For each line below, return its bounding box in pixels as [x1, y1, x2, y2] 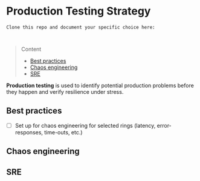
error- [156, 122, 172, 129]
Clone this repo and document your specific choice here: [6, 24, 155, 30]
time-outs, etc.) [44, 128, 83, 136]
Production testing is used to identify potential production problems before [6, 82, 195, 89]
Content [21, 45, 42, 53]
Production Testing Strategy [6, 4, 151, 18]
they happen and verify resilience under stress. [6, 88, 124, 95]
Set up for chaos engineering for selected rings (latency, [15, 122, 156, 129]
